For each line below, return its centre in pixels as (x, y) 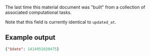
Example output (30, 37)
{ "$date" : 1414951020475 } (32, 49)
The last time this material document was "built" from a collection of (75, 7)
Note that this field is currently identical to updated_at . (61, 22)
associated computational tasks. (38, 12)
